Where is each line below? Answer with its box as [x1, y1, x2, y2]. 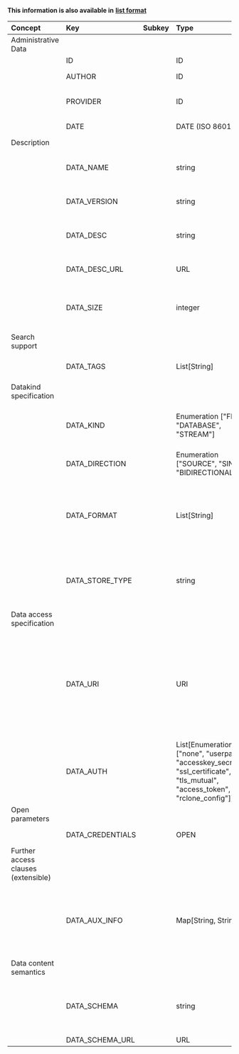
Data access [11, 609, 53, 619]
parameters [11, 814, 50, 824]
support [11, 341, 38, 350]
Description [11, 138, 50, 147]
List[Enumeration [176, 740, 233, 749]
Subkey [143, 23, 169, 33]
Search [11, 332, 36, 342]
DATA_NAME [65, 163, 109, 172]
